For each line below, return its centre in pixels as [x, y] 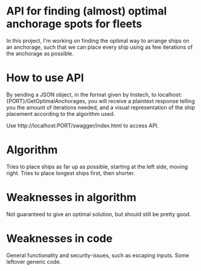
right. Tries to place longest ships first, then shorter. [71, 173]
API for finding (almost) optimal [87, 11]
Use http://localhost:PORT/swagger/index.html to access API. [82, 126]
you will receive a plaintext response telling [141, 101]
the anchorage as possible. [40, 53]
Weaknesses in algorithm [72, 197]
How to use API [45, 78]
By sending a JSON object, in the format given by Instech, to [81, 94]
